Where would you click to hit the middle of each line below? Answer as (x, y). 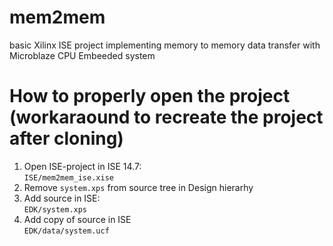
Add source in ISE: (62, 198)
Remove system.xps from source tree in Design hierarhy (138, 187)
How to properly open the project (150, 96)
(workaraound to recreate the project (166, 117)
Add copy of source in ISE (77, 219)
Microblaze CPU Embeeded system (82, 55)
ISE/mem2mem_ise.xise (68, 177)
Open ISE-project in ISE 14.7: (82, 166)
